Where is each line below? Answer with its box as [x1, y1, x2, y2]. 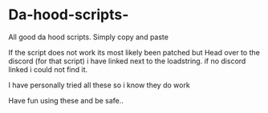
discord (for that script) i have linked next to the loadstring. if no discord [8, 56, 246, 66]
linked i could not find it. [8, 64, 88, 74]
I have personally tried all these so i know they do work [8, 80, 190, 90]
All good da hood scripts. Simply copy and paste [8, 32, 169, 42]
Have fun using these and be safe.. [8, 95, 124, 105]
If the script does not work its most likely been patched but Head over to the [8, 47, 261, 57]
